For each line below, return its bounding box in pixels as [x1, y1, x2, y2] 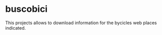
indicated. [5, 25, 26, 31]
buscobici [5, 3, 48, 15]
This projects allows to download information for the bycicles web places [5, 20, 157, 26]
